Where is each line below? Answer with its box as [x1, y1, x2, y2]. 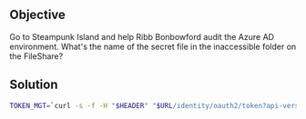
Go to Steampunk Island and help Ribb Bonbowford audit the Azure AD [9, 31, 275, 42]
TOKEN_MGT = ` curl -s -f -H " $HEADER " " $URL [9, 101, 173, 110]
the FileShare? [9, 50, 64, 62]
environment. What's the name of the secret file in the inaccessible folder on [9, 41, 297, 52]
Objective [9, 7, 66, 23]
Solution [9, 77, 58, 93]
